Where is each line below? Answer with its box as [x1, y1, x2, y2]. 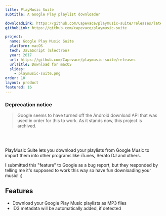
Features [5, 187, 33, 195]
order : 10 [5, 76, 26, 81]
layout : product [5, 80, 39, 86]
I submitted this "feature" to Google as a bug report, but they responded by [5, 162, 158, 168]
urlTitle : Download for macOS [9, 62, 72, 67]
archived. [17, 123, 37, 129]
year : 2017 [9, 52, 32, 57]
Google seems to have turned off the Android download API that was [17, 112, 158, 119]
